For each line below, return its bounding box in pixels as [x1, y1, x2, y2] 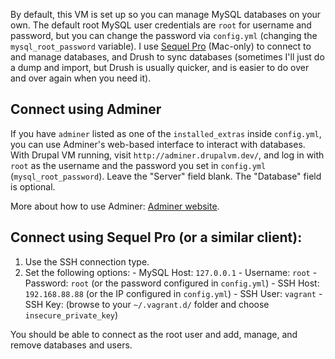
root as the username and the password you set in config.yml [10, 159, 267, 171]
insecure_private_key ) [24, 309, 119, 321]
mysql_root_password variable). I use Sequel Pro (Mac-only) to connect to [10, 40, 312, 52]
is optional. [10, 180, 56, 193]
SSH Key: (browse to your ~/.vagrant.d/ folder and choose [24, 298, 270, 310]
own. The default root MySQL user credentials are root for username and [10, 19, 312, 31]
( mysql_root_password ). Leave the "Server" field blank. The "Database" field [10, 170, 322, 182]
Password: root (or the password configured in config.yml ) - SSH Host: [24, 277, 320, 289]
